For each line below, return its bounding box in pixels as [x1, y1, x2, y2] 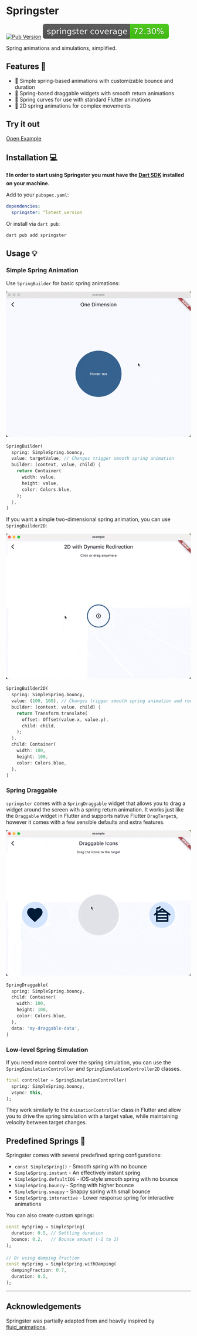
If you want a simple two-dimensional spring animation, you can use [6, 516, 171, 523]
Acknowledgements [6, 1301, 81, 1312]
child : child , [21, 723, 57, 729]
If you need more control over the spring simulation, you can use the [6, 1058, 171, 1066]
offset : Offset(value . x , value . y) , [21, 716, 109, 723]
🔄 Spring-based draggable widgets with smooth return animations [14, 89, 175, 96]
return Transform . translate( [16, 710, 88, 716]
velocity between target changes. [6, 1119, 87, 1126]
